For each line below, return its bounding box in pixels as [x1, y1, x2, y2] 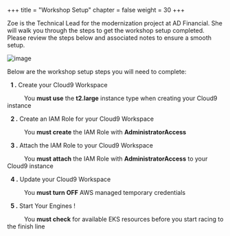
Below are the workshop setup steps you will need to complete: [7, 68, 187, 75]
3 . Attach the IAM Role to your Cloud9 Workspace [10, 141, 153, 150]
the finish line [7, 222, 46, 231]
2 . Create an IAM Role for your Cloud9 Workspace [10, 115, 154, 123]
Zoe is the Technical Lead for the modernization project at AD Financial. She [7, 19, 223, 27]
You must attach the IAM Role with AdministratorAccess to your [23, 154, 208, 163]
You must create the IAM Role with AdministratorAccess [23, 128, 187, 136]
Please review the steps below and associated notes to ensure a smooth [7, 34, 211, 42]
